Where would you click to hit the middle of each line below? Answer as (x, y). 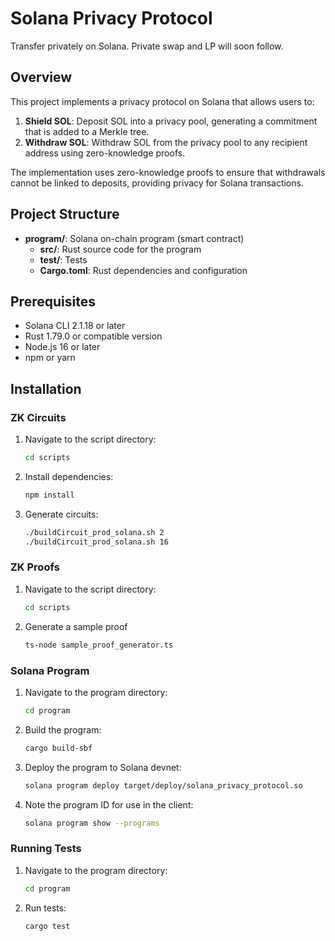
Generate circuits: (61, 514)
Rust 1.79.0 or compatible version (93, 336)
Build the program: (63, 729)
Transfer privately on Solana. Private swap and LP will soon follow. (147, 46)
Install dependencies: (69, 476)
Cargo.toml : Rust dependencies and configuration (143, 270)
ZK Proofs (35, 567)
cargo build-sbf (58, 748)
